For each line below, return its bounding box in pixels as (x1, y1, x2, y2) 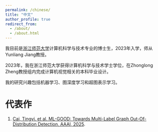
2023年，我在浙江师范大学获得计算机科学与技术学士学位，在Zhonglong (5, 62, 153, 68)
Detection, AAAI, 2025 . (37, 121, 86, 127)
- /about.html (10, 31, 39, 36)
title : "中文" (5, 12, 34, 17)
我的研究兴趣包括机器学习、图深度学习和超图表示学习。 (5, 79, 120, 85)
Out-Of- (130, 115, 147, 121)
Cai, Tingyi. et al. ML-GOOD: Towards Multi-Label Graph (12, 115, 129, 121)
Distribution (12, 121, 37, 127)
